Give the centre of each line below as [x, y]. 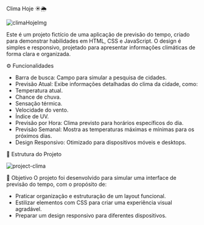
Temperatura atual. [39, 91]
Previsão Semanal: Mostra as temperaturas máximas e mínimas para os [105, 129]
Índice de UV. [32, 116]
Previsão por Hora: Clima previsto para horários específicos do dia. [99, 123]
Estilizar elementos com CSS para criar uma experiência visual [93, 202]
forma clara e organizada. [39, 54]
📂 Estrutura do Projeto [34, 154]
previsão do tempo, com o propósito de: [57, 184]
